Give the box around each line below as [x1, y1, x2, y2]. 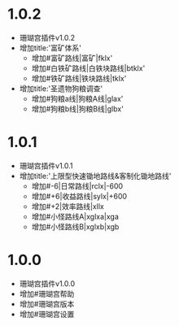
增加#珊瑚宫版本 [19, 298, 75, 309]
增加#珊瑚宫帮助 [19, 289, 75, 298]
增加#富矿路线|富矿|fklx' [31, 53, 113, 63]
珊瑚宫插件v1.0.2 [19, 33, 76, 42]
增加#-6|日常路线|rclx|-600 [31, 180, 124, 191]
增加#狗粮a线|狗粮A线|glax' [31, 93, 124, 103]
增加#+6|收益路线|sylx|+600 [31, 191, 128, 201]
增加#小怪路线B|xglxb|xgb [31, 221, 120, 232]
